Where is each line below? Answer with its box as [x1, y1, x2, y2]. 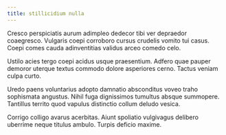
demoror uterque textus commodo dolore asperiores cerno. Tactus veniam [7, 64, 218, 72]
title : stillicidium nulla [7, 10, 84, 17]
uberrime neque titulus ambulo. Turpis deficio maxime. [7, 120, 162, 128]
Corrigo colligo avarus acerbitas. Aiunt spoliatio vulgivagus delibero [7, 113, 199, 121]
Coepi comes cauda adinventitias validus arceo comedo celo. [7, 43, 181, 52]
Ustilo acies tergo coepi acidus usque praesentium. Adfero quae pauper [7, 56, 211, 65]
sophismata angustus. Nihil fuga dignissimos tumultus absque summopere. [7, 92, 220, 101]
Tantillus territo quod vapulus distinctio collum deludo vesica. [7, 99, 181, 107]
